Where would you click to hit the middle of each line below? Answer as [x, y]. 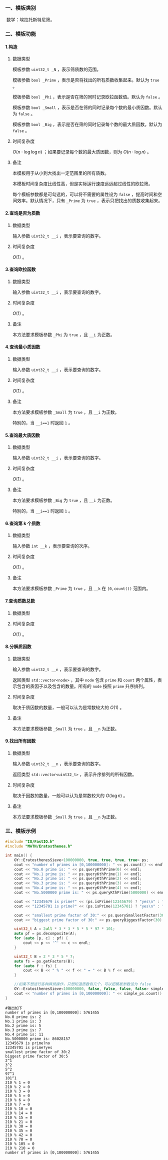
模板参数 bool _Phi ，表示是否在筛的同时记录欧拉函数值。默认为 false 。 [87, 97]
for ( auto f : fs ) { [35, 966]
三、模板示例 [21, 831]
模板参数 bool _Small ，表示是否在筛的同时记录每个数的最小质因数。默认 [87, 107]
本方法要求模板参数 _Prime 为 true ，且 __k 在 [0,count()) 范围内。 [81, 588]
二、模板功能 [21, 34]
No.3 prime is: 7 [23, 1030]
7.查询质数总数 [20, 601]
